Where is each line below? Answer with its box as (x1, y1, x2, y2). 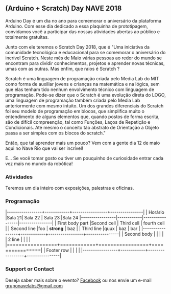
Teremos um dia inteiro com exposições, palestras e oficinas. (5, 185, 134, 191)
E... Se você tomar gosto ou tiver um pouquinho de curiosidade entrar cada (5, 155, 164, 161)
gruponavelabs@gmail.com (5, 282, 63, 288)
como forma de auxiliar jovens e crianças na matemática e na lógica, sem (5, 81, 160, 87)
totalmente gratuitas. (5, 34, 49, 40)
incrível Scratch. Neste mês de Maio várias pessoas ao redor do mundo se (5, 55, 162, 61)
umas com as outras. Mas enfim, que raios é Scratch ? (5, 65, 120, 72)
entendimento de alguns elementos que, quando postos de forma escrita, (5, 114, 160, 120)
